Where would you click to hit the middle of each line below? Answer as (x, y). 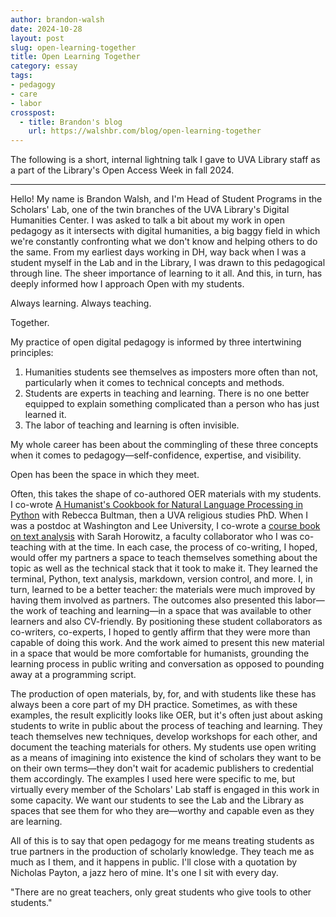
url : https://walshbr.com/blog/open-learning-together (145, 131)
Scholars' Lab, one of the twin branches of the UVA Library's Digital (150, 210)
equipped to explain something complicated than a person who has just (172, 404)
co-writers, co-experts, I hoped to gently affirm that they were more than (160, 632)
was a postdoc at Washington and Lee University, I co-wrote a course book (165, 526)
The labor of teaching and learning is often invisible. (132, 425)
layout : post (37, 38)
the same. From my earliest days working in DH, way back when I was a (158, 252)
